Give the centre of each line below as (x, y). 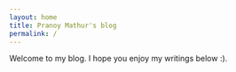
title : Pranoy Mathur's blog (63, 25)
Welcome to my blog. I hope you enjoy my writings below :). (118, 59)
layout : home (33, 17)
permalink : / (33, 33)
